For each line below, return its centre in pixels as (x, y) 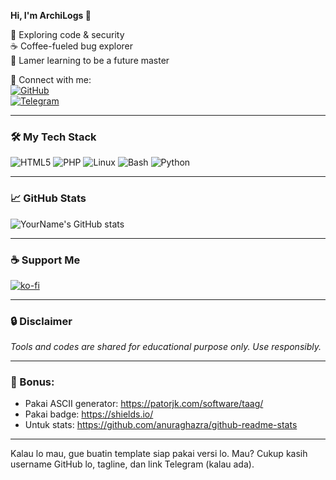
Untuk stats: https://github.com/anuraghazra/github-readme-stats (161, 425)
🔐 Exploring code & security (67, 34)
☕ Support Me (45, 260)
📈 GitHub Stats (48, 198)
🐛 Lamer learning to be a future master (90, 60)
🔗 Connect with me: (51, 79)
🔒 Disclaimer (41, 321)
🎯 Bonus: (32, 382)
